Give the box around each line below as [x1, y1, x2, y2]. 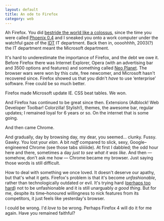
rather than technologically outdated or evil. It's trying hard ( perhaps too [5, 180, 151, 186]
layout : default [5, 7, 38, 12]
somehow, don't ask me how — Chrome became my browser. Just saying [5, 155, 153, 161]
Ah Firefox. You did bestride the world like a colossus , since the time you [5, 30, 152, 36]
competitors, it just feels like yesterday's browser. [5, 196, 105, 201]
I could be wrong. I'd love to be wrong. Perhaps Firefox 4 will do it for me [5, 205, 152, 211]
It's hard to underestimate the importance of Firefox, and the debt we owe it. [5, 55, 159, 61]
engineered [5, 145, 28, 151]
